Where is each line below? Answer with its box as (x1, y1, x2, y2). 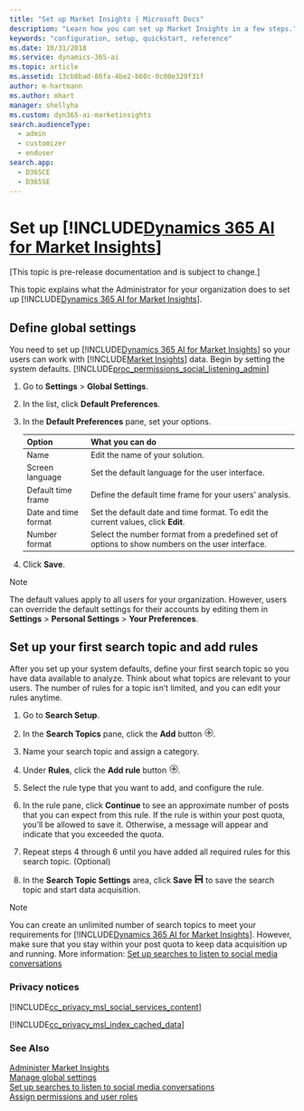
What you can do (90, 436, 157, 447)
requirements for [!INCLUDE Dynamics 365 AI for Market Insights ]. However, (9, 930, 292, 940)
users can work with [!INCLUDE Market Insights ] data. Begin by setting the (9, 354, 285, 365)
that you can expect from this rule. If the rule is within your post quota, (22, 810, 285, 821)
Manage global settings (9, 1071, 97, 1083)
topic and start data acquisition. (22, 884, 141, 895)
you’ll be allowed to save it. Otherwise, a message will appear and (22, 819, 269, 830)
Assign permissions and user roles (9, 1091, 138, 1102)
